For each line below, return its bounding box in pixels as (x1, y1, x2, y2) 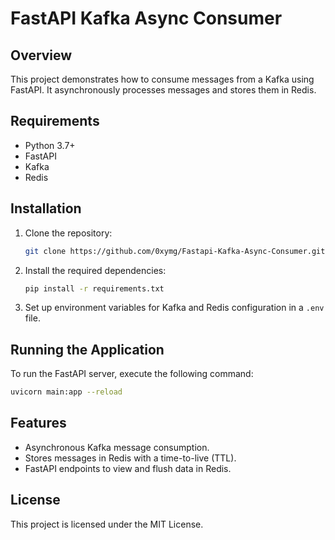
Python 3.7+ (24, 139, 76, 151)
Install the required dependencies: (24, 264, 167, 276)
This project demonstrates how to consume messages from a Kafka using (10, 73, 315, 85)
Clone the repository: (24, 227, 113, 239)
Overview (10, 47, 73, 64)
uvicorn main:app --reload (10, 387, 123, 397)
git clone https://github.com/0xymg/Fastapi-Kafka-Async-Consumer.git (24, 246, 326, 256)
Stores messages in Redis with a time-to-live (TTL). (24, 452, 237, 464)
